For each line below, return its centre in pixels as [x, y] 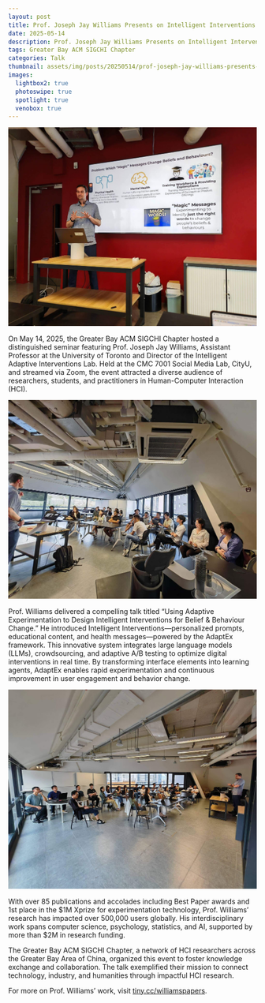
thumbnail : [26, 67]
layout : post [30, 17]
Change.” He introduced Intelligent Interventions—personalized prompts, [126, 628]
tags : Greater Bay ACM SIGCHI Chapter [72, 50]
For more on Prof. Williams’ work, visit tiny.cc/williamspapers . [108, 990]
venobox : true [38, 108]
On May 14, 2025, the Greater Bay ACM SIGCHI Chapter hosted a [114, 339]
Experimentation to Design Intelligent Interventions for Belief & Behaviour [127, 620]
